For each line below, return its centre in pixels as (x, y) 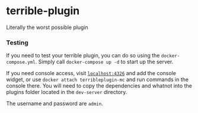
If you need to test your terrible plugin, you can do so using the (83, 56)
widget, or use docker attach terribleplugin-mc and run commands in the (97, 80)
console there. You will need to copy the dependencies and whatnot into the (99, 86)
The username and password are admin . (55, 104)
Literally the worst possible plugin (47, 27)
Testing (17, 43)
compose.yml (21, 62)
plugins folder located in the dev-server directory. (67, 92)
